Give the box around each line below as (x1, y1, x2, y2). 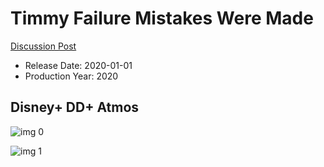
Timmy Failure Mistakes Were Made (10, 7, 314, 30)
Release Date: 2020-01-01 (24, 59, 133, 71)
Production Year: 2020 (24, 70, 119, 82)
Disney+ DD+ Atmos (10, 99, 140, 116)
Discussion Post (10, 40, 77, 52)
